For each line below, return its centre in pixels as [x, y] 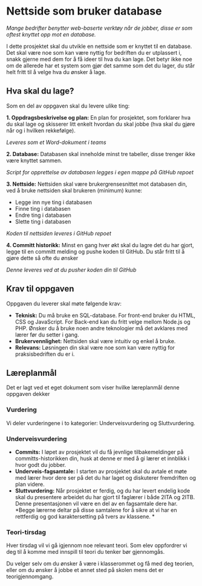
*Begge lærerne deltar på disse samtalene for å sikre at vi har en [96, 510]
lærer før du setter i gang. [47, 335]
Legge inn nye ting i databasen [54, 202]
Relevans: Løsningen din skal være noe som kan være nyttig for [95, 347]
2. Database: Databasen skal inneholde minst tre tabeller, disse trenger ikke [101, 154]
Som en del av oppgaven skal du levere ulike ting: [68, 106]
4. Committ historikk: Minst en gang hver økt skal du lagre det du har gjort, [100, 245]
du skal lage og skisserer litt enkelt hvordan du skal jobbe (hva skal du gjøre [101, 124]
